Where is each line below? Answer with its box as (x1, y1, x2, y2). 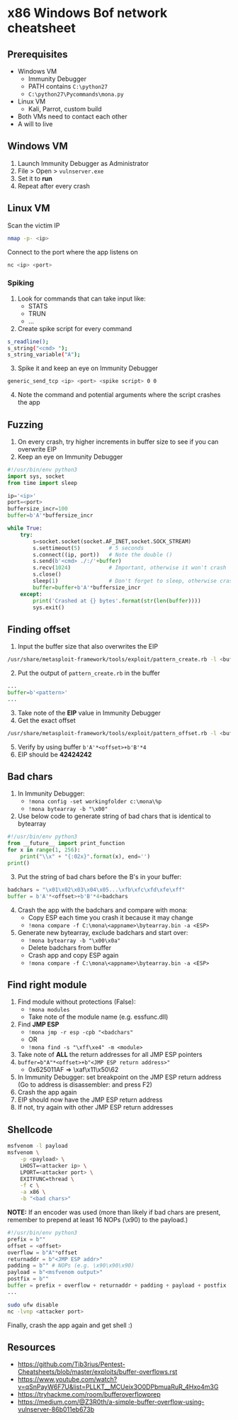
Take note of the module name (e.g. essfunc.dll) (28, 1012, 169, 1022)
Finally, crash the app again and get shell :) (7, 1321, 133, 1329)
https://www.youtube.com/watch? (17, 1375, 118, 1384)
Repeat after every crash (17, 181, 91, 190)
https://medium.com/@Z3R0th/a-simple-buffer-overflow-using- (17, 1398, 205, 1407)
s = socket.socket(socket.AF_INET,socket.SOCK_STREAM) (33, 537, 192, 545)
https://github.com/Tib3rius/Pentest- (17, 1360, 125, 1369)
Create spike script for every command (17, 324, 132, 332)
